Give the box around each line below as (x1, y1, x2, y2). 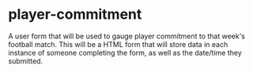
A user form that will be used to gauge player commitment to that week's (8, 31, 245, 41)
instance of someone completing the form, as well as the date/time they (8, 48, 243, 57)
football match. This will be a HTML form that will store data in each (8, 39, 228, 49)
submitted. (8, 56, 43, 66)
